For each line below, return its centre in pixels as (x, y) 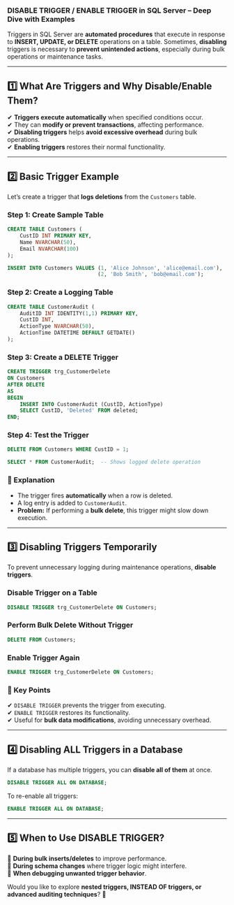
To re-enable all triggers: (43, 796)
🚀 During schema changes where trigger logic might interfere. (97, 866)
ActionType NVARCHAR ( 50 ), (57, 326)
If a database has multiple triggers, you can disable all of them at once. (110, 769)
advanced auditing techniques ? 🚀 (57, 894)
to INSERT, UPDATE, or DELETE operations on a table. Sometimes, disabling (117, 42)
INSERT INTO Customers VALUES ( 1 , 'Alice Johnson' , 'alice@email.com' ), (115, 268)
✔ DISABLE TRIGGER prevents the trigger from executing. (87, 705)
